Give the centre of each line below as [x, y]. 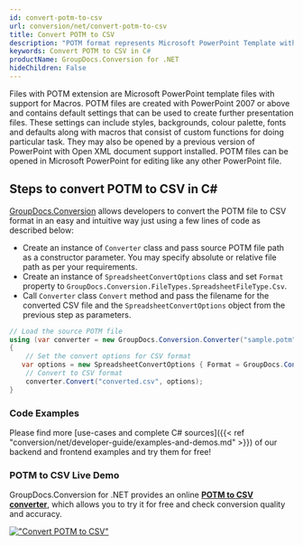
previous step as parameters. [77, 314]
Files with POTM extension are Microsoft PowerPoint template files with [142, 93]
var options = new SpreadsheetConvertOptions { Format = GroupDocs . [152, 365]
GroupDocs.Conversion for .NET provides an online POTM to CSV [132, 495]
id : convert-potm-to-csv [56, 18]
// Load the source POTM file [66, 331]
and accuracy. [36, 514]
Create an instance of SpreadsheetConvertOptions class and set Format [153, 276]
